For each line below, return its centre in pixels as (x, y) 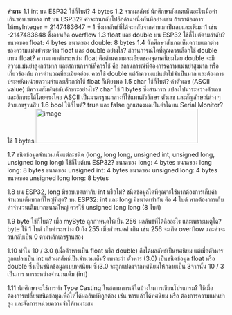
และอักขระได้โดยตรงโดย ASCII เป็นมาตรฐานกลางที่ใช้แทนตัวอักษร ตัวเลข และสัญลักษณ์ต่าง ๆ (114, 97)
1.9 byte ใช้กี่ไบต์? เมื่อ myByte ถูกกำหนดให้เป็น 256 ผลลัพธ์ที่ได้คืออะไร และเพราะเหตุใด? (114, 221)
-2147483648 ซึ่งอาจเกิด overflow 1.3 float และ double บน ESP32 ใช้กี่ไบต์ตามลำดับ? (116, 35)
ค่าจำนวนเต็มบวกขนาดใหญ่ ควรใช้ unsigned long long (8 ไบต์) (84, 207)
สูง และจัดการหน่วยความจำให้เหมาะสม (51, 303)
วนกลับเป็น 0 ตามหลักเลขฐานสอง (45, 237)
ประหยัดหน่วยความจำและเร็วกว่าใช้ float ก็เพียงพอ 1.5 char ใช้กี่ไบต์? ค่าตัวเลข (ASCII (108, 81)
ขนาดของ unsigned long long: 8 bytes (58, 178)
